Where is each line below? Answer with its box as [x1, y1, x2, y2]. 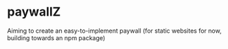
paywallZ [7, 4, 61, 20]
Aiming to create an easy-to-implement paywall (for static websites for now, [7, 27, 222, 35]
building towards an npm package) [7, 33, 106, 42]
